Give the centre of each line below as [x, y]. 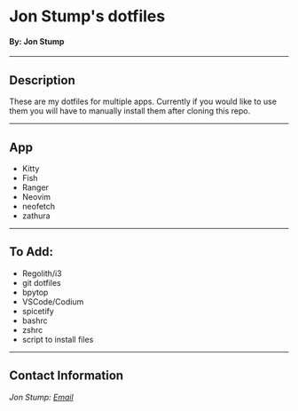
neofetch [39, 207]
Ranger [35, 187]
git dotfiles [42, 282]
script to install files [58, 339]
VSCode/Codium [53, 301]
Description [42, 80]
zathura [36, 216]
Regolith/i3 [42, 273]
